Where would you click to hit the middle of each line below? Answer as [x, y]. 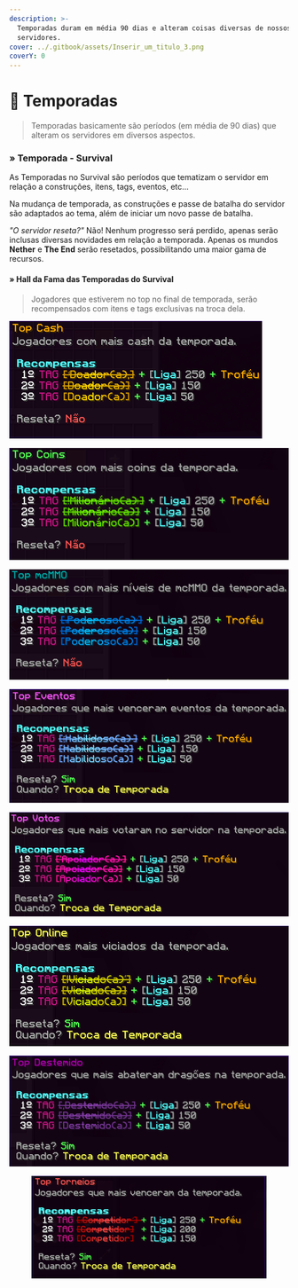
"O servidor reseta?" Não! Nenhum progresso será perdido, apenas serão [144, 231]
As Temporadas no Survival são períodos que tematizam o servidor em [139, 177]
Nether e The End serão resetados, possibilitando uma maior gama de [138, 249]
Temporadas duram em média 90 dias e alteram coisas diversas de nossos [154, 28]
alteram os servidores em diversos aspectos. [113, 135]
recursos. [27, 259]
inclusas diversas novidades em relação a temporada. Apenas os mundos [144, 240]
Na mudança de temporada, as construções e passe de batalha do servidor [147, 204]
